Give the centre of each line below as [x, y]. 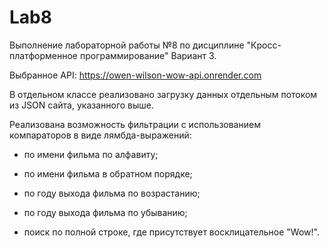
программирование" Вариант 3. [148, 55]
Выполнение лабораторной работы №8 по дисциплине [127, 45]
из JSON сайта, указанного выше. [82, 105]
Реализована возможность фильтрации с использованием [135, 124]
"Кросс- [264, 45]
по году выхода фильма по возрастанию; [112, 193]
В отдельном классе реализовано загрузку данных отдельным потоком [163, 94]
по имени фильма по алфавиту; [91, 154]
